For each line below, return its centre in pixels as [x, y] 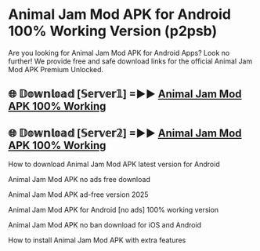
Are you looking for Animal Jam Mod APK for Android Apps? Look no [119, 53]
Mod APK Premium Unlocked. [56, 69]
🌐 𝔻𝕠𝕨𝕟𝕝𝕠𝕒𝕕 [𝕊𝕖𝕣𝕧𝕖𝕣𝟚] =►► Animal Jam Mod [125, 133]
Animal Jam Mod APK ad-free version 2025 [78, 195]
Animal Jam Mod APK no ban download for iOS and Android [105, 225]
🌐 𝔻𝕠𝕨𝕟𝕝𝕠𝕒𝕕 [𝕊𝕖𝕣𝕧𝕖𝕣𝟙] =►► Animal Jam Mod [125, 95]
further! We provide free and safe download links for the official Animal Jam [130, 61]
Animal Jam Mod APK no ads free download [79, 180]
